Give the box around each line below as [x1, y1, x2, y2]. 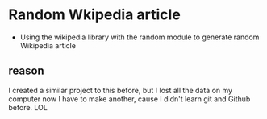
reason [8, 64, 44, 78]
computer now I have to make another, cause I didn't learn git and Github [8, 94, 251, 104]
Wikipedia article [19, 40, 77, 50]
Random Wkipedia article [8, 6, 181, 24]
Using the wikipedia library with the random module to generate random [19, 32, 260, 42]
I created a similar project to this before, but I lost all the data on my [8, 85, 232, 95]
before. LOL [8, 102, 48, 112]
